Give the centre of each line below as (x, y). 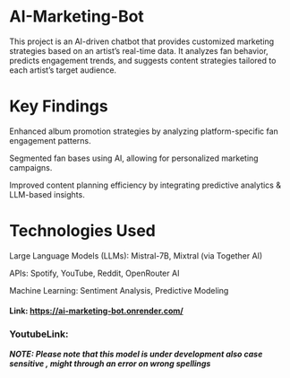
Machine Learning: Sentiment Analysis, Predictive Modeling (119, 290)
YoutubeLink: (39, 334)
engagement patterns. (50, 140)
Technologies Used (83, 231)
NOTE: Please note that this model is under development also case (136, 354)
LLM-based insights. (47, 194)
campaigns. (31, 167)
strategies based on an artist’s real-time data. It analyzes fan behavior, (139, 50)
